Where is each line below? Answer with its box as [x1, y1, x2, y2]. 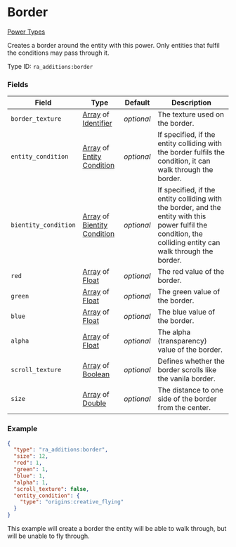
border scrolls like [157, 365, 217, 375]
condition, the [157, 229, 204, 239]
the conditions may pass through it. [7, 48, 110, 57]
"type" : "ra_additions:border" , [13, 447, 109, 454]
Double [82, 398, 107, 408]
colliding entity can [157, 238, 221, 248]
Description [171, 98, 212, 107]
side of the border [157, 394, 217, 404]
